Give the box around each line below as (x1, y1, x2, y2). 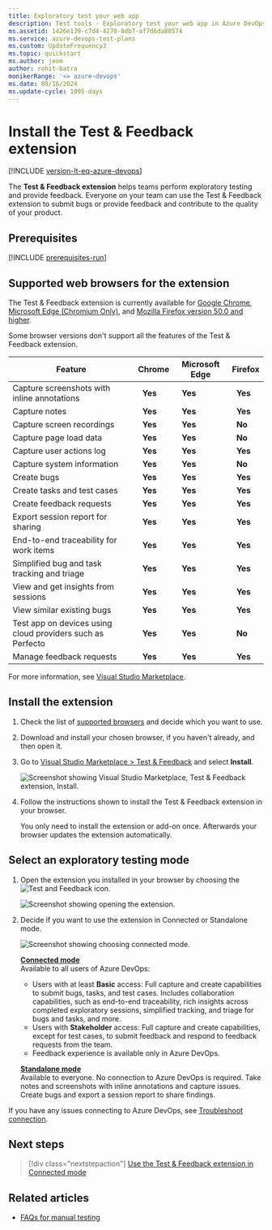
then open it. (19, 741, 63, 751)
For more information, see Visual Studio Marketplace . (8, 671, 186, 681)
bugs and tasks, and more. (32, 1014, 121, 1023)
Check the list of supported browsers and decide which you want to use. (19, 717, 263, 726)
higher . (8, 315, 32, 324)
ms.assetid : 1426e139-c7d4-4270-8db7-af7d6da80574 (8, 27, 183, 35)
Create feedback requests (12, 498, 112, 509)
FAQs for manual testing (19, 1213, 101, 1223)
